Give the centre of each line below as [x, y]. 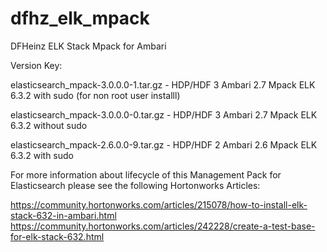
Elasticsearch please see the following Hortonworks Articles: [135, 185]
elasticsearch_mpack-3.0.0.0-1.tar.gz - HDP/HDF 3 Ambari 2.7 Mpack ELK [163, 84]
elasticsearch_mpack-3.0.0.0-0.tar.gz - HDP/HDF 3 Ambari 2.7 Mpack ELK [164, 114]
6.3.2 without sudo [49, 125]
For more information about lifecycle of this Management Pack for [146, 174]
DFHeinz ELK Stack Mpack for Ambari [88, 46]
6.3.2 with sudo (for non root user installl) [95, 95]
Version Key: [36, 65]
